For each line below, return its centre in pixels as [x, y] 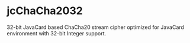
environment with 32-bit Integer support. [57, 33]
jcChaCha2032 [45, 11]
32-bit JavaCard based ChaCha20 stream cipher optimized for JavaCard [95, 27]
